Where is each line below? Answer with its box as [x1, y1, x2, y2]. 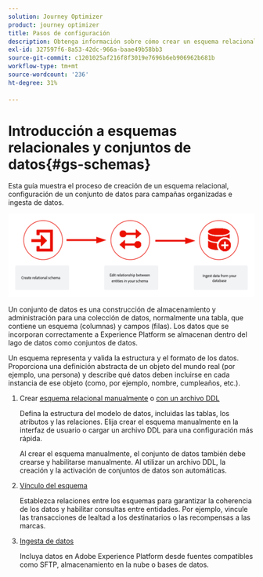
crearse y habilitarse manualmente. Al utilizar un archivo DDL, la [19, 457, 226, 466]
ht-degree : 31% [8, 79, 58, 86]
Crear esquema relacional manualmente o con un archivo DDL [19, 393, 220, 403]
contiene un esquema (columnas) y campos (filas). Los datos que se [8, 321, 229, 330]
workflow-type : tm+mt [8, 63, 79, 71]
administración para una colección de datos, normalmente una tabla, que [8, 312, 244, 322]
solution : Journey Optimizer [8, 13, 103, 20]
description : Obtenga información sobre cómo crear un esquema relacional [8, 38, 258, 46]
